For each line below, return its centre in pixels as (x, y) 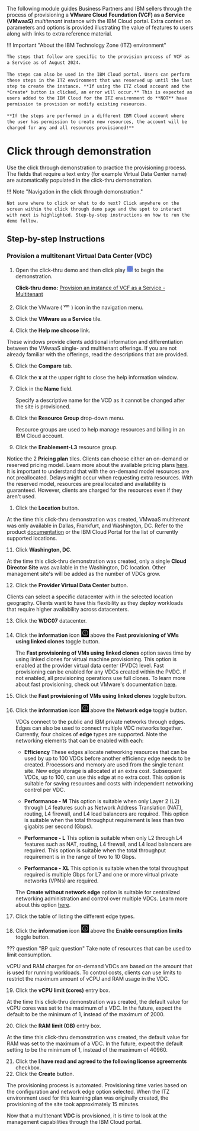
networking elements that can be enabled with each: (79, 740)
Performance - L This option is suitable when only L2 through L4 (103, 837)
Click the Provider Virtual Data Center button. (72, 585)
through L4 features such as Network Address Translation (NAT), (103, 807)
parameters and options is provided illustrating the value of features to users (100, 27)
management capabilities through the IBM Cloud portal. (74, 1122)
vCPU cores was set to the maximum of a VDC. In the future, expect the (94, 1008)
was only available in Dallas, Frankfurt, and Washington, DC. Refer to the (95, 526)
